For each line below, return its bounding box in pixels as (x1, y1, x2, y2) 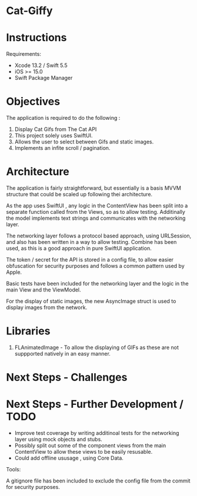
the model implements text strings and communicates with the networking (6, 215, 186, 222)
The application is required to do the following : (6, 115, 121, 122)
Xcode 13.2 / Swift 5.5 (14, 62, 68, 69)
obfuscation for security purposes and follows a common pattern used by (6, 263, 185, 269)
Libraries (6, 324, 51, 338)
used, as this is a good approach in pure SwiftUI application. (6, 245, 152, 252)
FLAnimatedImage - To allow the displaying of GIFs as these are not (14, 344, 179, 351)
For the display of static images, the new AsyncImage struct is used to (6, 298, 176, 304)
